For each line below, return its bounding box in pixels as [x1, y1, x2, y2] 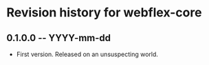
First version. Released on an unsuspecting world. [16, 50, 159, 58]
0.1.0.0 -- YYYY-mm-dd [6, 32, 111, 44]
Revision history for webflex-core [6, 5, 202, 21]
